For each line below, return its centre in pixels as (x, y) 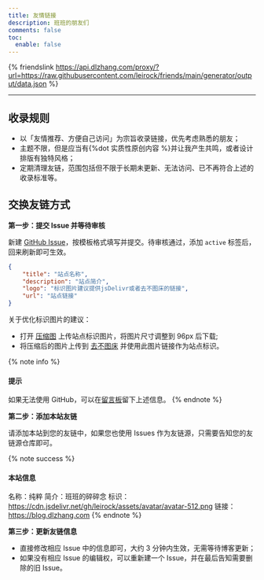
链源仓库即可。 (32, 443)
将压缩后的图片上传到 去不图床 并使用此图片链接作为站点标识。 (121, 346)
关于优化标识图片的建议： (49, 319)
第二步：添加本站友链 (42, 416)
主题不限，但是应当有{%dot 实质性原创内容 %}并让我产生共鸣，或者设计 (136, 148)
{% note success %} (42, 459)
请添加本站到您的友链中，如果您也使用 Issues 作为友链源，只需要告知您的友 (131, 433)
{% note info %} (34, 362)
